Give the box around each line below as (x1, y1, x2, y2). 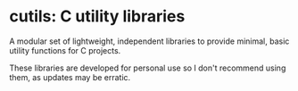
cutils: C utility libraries (9, 6, 186, 27)
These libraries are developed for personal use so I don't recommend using (9, 62, 286, 73)
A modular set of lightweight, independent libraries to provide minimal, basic (9, 36, 290, 46)
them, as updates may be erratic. (9, 71, 131, 82)
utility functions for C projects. (9, 45, 121, 55)
